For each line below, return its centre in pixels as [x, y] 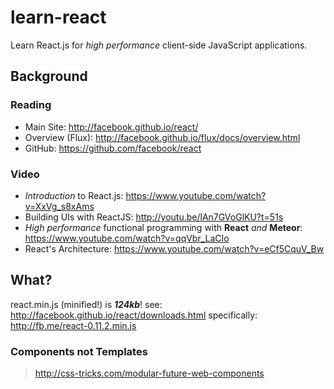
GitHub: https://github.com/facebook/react [113, 148]
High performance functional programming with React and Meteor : [163, 227]
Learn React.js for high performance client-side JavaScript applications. [159, 45]
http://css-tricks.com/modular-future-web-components [149, 373]
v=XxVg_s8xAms [59, 206]
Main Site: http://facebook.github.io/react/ [111, 127]
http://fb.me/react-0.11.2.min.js [73, 325]
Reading [31, 105]
